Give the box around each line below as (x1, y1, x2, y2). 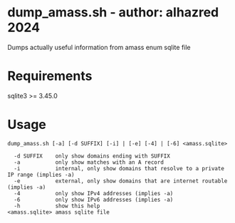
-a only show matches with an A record (14, 158, 164, 166)
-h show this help (14, 202, 100, 209)
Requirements (7, 68, 93, 84)
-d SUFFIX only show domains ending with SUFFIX (14, 152, 171, 160)
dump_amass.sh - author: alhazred (7, 4, 219, 21)
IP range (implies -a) (7, 171, 75, 178)
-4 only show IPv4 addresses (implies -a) (14, 190, 174, 197)
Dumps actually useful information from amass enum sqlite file (7, 43, 191, 51)
